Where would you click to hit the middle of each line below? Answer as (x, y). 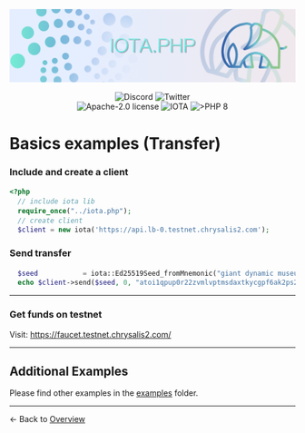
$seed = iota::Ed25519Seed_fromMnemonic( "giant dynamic (146, 273)
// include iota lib (56, 201)
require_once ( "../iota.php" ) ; (74, 211)
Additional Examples (69, 372)
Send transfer (40, 253)
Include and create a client (69, 172)
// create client (50, 221)
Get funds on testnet (56, 315)
